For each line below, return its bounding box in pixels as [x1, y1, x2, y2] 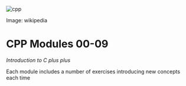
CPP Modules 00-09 [6, 37, 109, 51]
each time [6, 74, 31, 81]
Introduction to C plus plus [6, 56, 71, 64]
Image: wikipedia [6, 17, 48, 23]
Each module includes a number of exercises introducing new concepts [6, 68, 181, 75]
